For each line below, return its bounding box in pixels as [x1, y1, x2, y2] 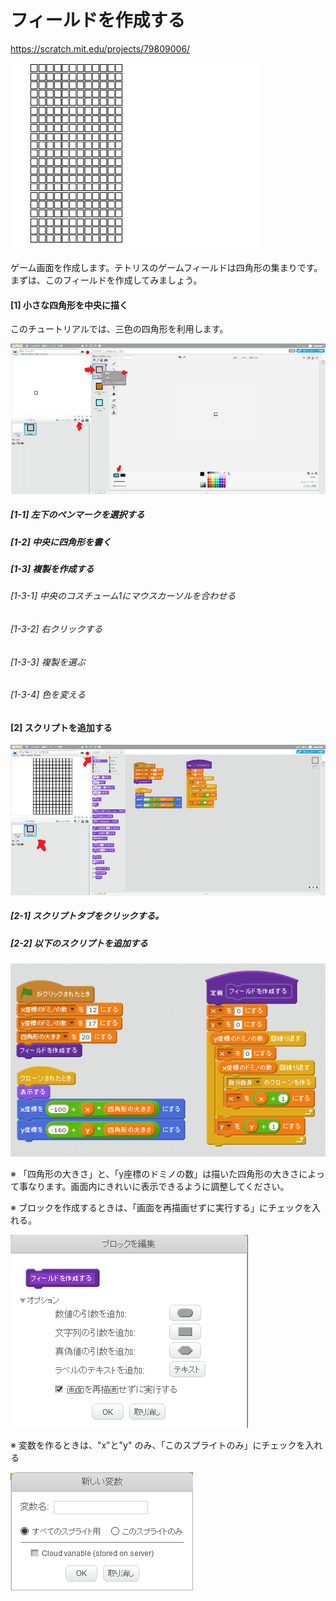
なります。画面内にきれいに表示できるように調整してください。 [27, 1180, 290, 1192]
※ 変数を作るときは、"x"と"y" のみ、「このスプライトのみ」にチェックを [10, 1439, 306, 1451]
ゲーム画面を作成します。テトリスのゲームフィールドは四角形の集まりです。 [10, 261, 323, 273]
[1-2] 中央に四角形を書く [10, 536, 112, 548]
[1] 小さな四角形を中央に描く [10, 299, 128, 311]
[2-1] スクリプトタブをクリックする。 [10, 910, 165, 922]
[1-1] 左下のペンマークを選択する [10, 509, 145, 521]
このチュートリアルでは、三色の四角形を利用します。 [10, 323, 229, 335]
